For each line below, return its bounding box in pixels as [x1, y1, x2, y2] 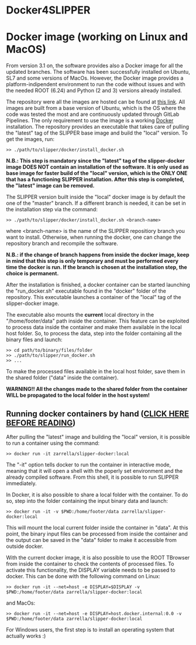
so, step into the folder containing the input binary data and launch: [6, 497, 169, 504]
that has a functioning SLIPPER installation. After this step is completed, [6, 176, 185, 183]
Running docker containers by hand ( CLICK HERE [6, 409, 189, 418]
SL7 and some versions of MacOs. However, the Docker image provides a [6, 74, 184, 82]
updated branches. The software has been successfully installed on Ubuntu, [6, 68, 190, 76]
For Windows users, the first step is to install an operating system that [6, 626, 174, 633]
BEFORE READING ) [6, 418, 76, 428]
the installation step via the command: [6, 206, 98, 213]
